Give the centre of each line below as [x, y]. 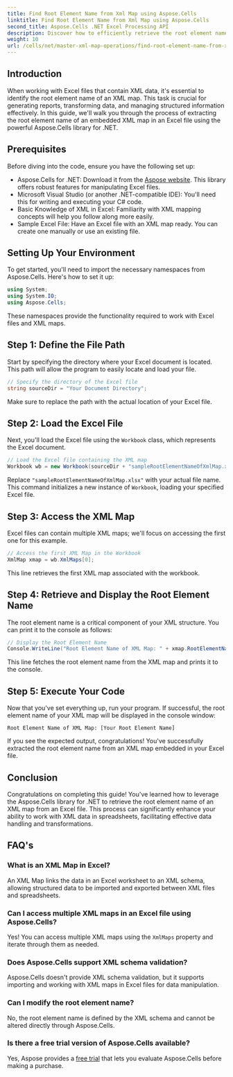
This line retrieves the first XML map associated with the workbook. [103, 573]
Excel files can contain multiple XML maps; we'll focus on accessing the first [116, 533]
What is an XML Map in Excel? [59, 865]
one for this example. [37, 541]
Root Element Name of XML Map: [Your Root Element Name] [91, 728]
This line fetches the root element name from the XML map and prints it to [113, 662]
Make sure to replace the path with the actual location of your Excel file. [110, 401]
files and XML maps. [36, 323]
